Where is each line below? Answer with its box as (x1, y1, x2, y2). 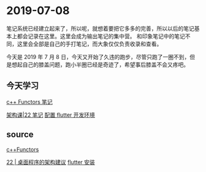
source (6, 130, 34, 140)
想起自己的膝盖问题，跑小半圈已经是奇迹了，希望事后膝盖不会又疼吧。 (11, 61, 189, 68)
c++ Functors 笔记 (6, 98, 53, 105)
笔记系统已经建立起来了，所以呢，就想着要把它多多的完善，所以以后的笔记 (6, 25, 194, 32)
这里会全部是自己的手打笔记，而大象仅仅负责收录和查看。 (17, 40, 162, 47)
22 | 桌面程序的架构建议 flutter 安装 (6, 158, 95, 166)
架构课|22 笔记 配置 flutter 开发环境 (6, 111, 95, 119)
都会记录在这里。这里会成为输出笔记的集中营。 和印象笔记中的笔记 (17, 32, 185, 40)
